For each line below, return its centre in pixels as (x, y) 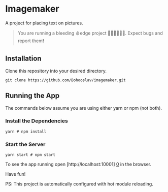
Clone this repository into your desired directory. (56, 71)
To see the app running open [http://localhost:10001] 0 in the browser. (78, 164)
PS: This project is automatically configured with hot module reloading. (79, 184)
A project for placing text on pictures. (44, 23)
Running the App (32, 96)
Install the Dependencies (37, 121)
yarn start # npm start (30, 155)
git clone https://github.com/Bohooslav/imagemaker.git (65, 80)
